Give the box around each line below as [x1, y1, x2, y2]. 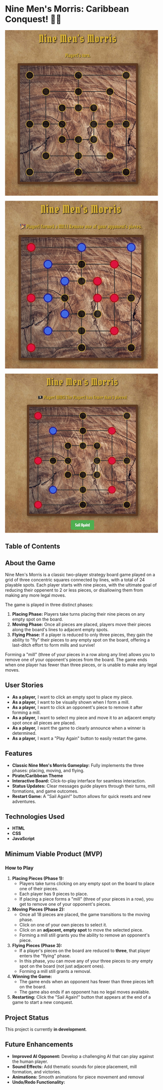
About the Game [5, 559, 56, 567]
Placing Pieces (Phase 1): [12, 876, 64, 882]
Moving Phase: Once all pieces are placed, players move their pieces [12, 622, 151, 627]
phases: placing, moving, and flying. [12, 767, 85, 773]
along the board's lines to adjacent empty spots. [12, 627, 109, 633]
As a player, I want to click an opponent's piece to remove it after [12, 704, 143, 710]
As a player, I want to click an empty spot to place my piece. [12, 694, 133, 700]
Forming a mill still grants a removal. [19, 969, 92, 974]
